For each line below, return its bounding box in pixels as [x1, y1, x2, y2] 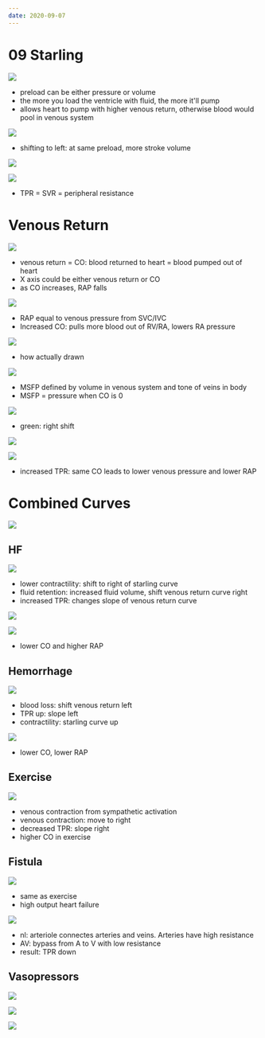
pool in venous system [19, 112, 94, 122]
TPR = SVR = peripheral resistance [19, 188, 134, 197]
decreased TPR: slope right [19, 823, 110, 833]
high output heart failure [19, 899, 99, 909]
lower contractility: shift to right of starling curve [19, 579, 178, 589]
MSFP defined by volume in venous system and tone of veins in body [19, 382, 247, 392]
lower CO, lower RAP [19, 747, 88, 757]
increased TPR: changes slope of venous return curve [19, 596, 197, 606]
